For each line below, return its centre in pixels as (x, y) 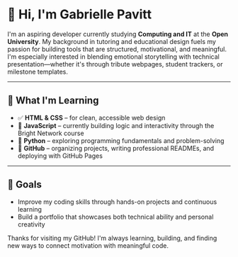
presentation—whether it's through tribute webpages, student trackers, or (115, 64)
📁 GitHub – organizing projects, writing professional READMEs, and (116, 148)
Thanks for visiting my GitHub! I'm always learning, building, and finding (112, 238)
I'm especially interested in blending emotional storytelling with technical (113, 57)
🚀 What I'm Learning (53, 101)
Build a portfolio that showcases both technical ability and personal (115, 217)
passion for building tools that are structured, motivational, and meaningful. (117, 49)
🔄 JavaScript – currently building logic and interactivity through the (116, 125)
